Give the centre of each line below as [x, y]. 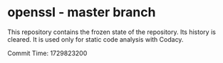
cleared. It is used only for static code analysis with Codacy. [95, 39]
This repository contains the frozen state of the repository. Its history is [111, 32]
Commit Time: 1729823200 [47, 53]
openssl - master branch [82, 12]
